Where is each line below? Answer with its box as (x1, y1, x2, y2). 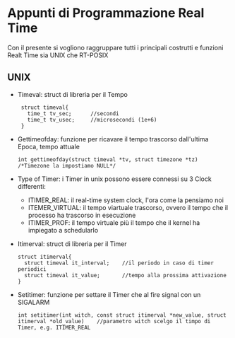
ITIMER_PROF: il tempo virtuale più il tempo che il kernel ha (28, 218, 200, 227)
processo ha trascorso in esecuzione (28, 211, 136, 219)
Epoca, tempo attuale (17, 142, 80, 151)
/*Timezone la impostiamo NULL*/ (17, 162, 116, 169)
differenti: (17, 182, 46, 190)
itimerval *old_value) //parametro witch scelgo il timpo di (17, 317, 211, 325)
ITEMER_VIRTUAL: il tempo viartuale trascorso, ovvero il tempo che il (28, 203, 228, 211)
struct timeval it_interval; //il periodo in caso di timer (24, 260, 214, 267)
